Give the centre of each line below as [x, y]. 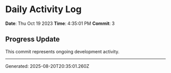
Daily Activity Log [44, 9]
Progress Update [33, 39]
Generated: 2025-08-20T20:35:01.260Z [47, 66]
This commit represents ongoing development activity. [62, 51]
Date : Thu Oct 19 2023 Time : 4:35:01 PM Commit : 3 [60, 23]
